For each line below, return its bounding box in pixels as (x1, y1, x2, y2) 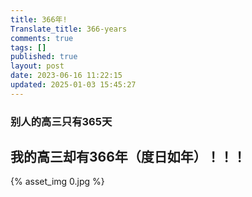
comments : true (10, 33, 74, 43)
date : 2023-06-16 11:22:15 (10, 71, 123, 81)
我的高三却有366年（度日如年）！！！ (10, 149, 247, 166)
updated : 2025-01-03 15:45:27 (10, 80, 137, 90)
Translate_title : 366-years (10, 24, 128, 34)
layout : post (10, 61, 65, 71)
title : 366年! (10, 14, 68, 25)
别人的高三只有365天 (10, 114, 113, 128)
